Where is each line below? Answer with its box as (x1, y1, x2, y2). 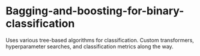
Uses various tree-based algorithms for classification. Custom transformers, (5, 36, 195, 43)
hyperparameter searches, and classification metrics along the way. (5, 43, 174, 50)
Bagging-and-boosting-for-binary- (5, 4, 184, 18)
